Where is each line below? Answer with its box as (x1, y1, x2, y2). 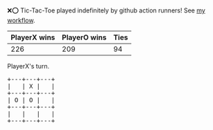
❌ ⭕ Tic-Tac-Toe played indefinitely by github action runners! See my (7, 6, 206, 15)
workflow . (7, 17, 35, 24)
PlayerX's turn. (7, 62, 50, 70)
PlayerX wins (10, 32, 56, 42)
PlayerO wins (62, 32, 107, 42)
